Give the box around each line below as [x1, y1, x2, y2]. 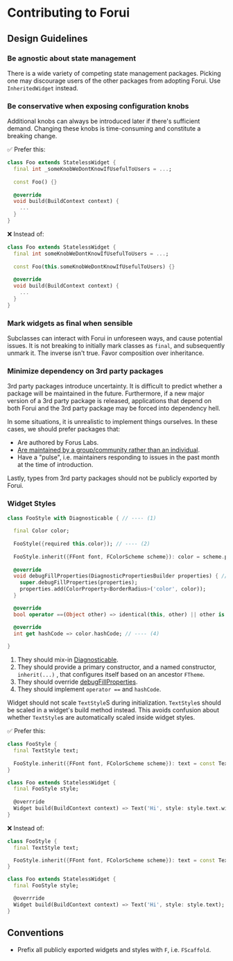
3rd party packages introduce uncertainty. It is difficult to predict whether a [7, 382, 223, 391]
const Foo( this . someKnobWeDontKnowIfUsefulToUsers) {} [13, 263, 175, 270]
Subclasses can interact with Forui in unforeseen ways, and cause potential [7, 334, 223, 342]
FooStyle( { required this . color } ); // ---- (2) [13, 541, 150, 548]
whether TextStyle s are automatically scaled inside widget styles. [7, 714, 196, 722]
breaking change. [7, 132, 58, 140]
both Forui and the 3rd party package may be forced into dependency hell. [7, 404, 221, 413]
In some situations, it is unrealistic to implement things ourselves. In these [7, 418, 218, 426]
